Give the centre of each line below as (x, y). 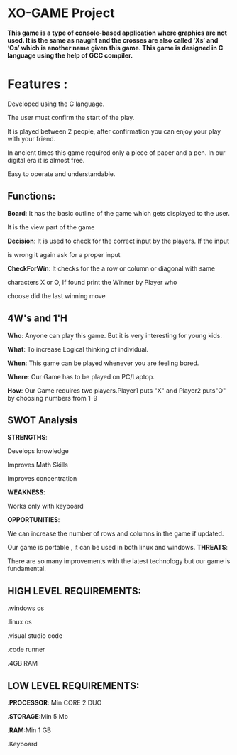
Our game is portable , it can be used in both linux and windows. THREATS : (118, 548)
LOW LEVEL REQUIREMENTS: (73, 686)
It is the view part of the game (51, 227)
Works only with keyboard (45, 506)
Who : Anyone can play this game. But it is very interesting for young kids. (115, 335)
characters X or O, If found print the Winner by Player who (92, 282)
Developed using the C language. (56, 104)
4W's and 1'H (38, 319)
